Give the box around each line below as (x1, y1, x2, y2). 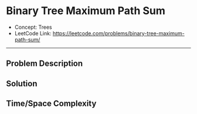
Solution (6, 78, 38, 89)
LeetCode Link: (14, 29, 52, 36)
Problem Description (6, 59, 83, 69)
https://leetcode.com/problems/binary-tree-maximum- (52, 29, 185, 36)
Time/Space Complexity (6, 99, 97, 109)
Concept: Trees (14, 24, 52, 31)
